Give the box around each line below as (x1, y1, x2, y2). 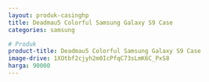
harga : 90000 (8, 62, 51, 70)
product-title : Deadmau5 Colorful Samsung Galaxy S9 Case (8, 48, 201, 55)
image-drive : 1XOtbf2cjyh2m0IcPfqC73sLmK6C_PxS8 (8, 55, 170, 62)
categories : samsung (8, 26, 76, 34)
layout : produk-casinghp (8, 11, 89, 20)
